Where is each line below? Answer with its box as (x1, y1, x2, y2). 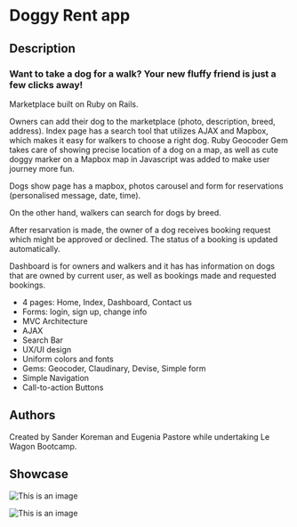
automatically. (9, 243, 60, 254)
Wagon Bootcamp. (9, 441, 77, 451)
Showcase (9, 466, 69, 482)
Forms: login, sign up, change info (21, 306, 148, 317)
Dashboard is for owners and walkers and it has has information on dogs (9, 260, 276, 272)
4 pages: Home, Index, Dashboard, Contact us (21, 296, 193, 307)
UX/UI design (21, 344, 72, 354)
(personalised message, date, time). (9, 190, 141, 200)
